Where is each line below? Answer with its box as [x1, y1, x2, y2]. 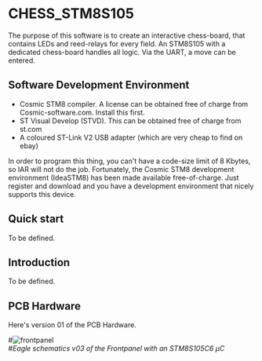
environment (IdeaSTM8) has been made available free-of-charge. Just [8, 173, 239, 182]
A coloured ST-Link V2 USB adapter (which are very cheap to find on [19, 133, 243, 142]
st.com [19, 124, 42, 133]
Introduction [8, 256, 71, 269]
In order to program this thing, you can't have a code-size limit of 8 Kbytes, [8, 156, 251, 166]
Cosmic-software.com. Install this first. [19, 108, 145, 117]
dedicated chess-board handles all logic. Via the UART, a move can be [8, 47, 237, 57]
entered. [8, 56, 35, 65]
